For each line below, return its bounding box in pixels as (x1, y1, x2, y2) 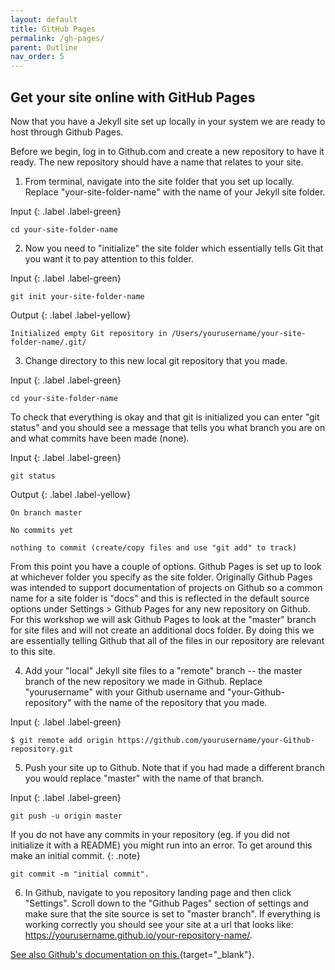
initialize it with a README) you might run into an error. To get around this (10, 839, 313, 851)
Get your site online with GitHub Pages (10, 89, 256, 106)
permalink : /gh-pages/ (10, 33, 105, 43)
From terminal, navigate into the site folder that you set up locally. (24, 175, 295, 187)
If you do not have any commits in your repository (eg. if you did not (10, 828, 290, 840)
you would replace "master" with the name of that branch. (24, 772, 265, 784)
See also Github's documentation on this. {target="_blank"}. (10, 948, 255, 960)
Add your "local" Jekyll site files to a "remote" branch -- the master (24, 664, 303, 676)
